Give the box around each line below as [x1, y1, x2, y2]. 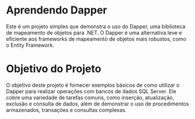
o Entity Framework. [6, 42, 54, 49]
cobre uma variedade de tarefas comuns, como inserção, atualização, [6, 94, 175, 101]
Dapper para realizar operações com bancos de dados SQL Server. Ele [6, 87, 176, 94]
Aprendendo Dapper [6, 4, 107, 17]
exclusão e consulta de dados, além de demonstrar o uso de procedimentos [6, 100, 189, 107]
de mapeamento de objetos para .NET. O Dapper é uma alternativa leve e [6, 29, 182, 36]
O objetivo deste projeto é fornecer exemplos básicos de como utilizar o [6, 81, 180, 89]
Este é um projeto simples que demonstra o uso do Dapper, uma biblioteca [6, 23, 186, 30]
